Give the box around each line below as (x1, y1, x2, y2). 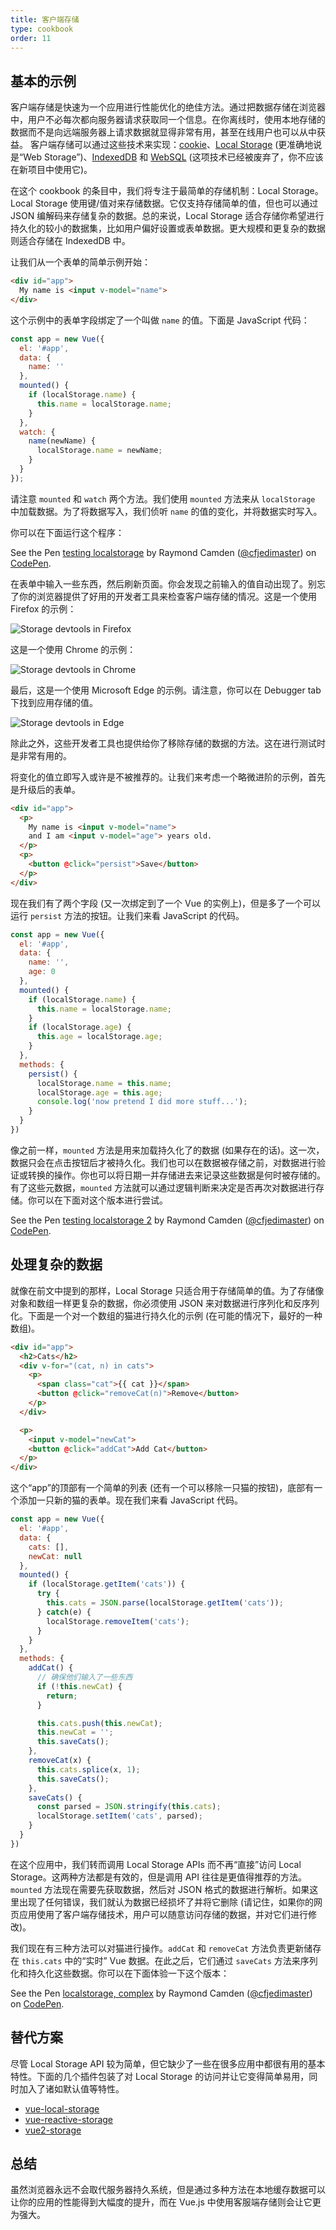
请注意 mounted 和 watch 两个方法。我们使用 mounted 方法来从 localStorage (10, 492, 316, 505)
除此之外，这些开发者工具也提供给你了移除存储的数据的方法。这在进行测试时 (10, 737, 326, 749)
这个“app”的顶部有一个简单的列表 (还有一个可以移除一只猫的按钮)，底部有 (10, 1482, 315, 1494)
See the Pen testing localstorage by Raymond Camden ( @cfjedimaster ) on (10, 546, 317, 558)
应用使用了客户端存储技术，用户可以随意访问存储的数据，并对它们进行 (18, 1908, 308, 1920)
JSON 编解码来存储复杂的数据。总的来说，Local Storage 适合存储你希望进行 (10, 210, 325, 222)
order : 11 (10, 33, 52, 43)
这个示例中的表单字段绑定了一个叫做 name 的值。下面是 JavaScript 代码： (10, 314, 310, 326)
